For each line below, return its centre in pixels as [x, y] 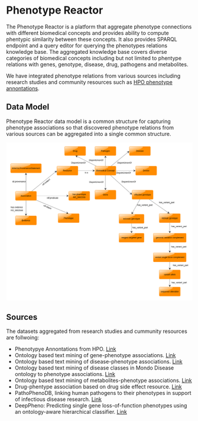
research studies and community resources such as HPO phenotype [89, 82]
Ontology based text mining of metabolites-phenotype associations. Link [103, 380]
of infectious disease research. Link [58, 399]
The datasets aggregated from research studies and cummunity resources [97, 331]
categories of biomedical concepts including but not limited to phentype [94, 58]
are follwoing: [23, 338]
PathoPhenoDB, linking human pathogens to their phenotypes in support [103, 393]
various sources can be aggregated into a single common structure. [89, 134]
